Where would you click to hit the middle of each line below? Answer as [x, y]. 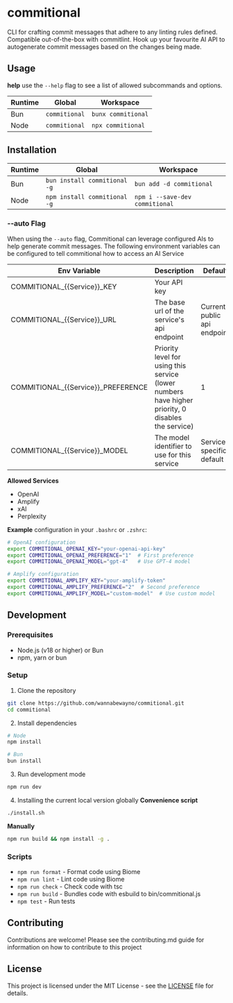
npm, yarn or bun [42, 658]
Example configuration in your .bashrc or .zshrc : [77, 529]
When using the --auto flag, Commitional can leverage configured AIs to [110, 239]
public [211, 315]
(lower [165, 383]
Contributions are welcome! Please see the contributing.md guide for [106, 940]
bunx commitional [120, 114]
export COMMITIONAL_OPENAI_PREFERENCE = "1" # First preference [101, 555]
